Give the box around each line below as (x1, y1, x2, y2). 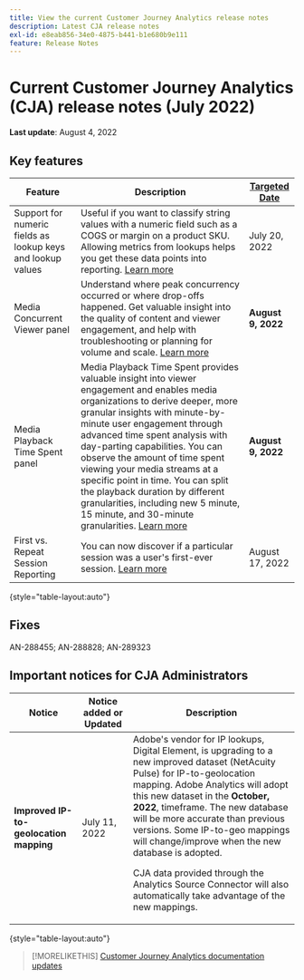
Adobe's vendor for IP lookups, (132, 733, 265, 745)
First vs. (14, 534, 48, 547)
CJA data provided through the (132, 867, 264, 879)
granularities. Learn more (80, 519, 188, 531)
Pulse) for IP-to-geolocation (132, 767, 256, 780)
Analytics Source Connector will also (132, 878, 290, 890)
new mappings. (132, 900, 198, 913)
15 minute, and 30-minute (80, 509, 195, 520)
